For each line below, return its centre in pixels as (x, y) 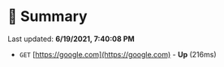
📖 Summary (47, 17)
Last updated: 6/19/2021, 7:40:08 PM (71, 39)
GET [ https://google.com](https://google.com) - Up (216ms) (118, 54)
